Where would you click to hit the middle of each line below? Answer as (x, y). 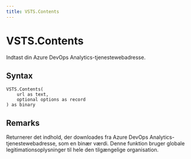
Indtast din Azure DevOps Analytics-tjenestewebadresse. (76, 57)
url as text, (33, 95)
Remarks (23, 123)
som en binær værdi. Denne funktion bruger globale (122, 144)
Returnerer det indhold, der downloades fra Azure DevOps (77, 137)
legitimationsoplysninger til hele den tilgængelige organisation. (82, 150)
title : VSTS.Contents (33, 12)
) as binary (21, 105)
